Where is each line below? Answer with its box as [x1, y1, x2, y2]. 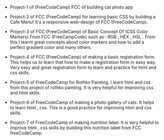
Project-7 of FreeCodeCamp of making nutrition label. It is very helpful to [9, 120, 159, 125]
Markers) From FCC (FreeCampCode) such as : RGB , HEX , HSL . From [9, 34, 156, 40]
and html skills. [9, 90, 41, 95]
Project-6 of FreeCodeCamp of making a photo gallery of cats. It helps [9, 99, 155, 105]
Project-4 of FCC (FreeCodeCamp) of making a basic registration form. [9, 54, 156, 60]
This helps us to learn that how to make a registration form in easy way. [9, 59, 157, 65]
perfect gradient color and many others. [9, 45, 92, 50]
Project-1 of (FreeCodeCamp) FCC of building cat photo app [9, 4, 133, 10]
